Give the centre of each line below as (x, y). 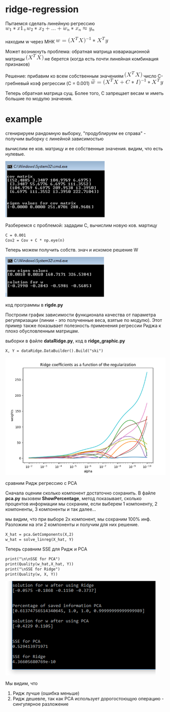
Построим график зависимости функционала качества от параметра (81, 315)
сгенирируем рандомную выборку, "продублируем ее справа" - (76, 133)
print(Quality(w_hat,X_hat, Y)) (39, 564)
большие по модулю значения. (39, 98)
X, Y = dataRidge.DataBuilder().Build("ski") (54, 351)
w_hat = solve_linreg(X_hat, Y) (39, 539)
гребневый (17, 83)
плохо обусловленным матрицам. (42, 331)
